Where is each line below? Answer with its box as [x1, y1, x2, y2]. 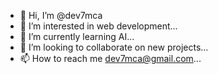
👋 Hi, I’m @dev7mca [19, 10, 103, 21]
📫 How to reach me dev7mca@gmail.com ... [19, 53, 202, 64]
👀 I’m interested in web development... [19, 20, 178, 32]
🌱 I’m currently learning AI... [19, 31, 135, 42]
